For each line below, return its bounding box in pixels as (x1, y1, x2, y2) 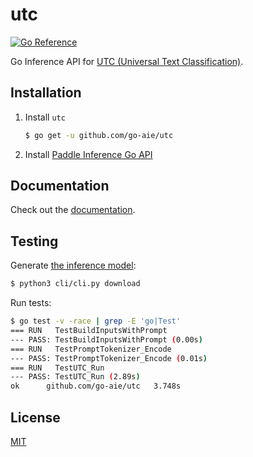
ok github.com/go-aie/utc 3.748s (10, 381, 182, 392)
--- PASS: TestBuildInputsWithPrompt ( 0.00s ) (10, 334, 203, 345)
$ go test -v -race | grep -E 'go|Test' (10, 316, 182, 327)
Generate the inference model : (10, 259, 137, 272)
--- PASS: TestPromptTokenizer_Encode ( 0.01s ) (10, 353, 208, 363)
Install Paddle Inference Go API (24, 148, 153, 160)
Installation (10, 84, 82, 102)
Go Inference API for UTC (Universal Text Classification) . (10, 55, 244, 67)
